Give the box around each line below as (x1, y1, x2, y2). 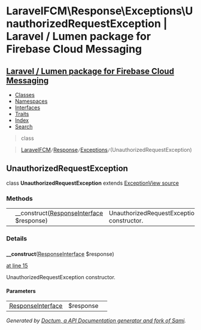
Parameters (6, 287, 36, 294)
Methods (6, 194, 33, 203)
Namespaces (14, 97, 48, 105)
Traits (14, 111, 29, 117)
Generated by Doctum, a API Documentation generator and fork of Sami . (6, 317, 187, 324)
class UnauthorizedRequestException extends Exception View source (6, 179, 179, 187)
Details (6, 234, 28, 243)
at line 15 (6, 262, 28, 269)
